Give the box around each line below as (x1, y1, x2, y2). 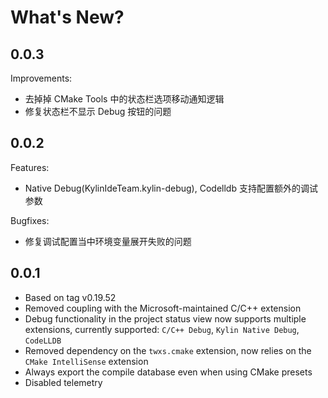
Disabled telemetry (24, 376, 103, 388)
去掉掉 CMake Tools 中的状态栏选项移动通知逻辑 (24, 93, 225, 105)
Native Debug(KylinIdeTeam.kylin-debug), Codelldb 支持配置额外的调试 (24, 182, 318, 194)
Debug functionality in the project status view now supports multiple (24, 312, 307, 325)
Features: (10, 161, 50, 173)
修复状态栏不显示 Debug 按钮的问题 (24, 106, 172, 117)
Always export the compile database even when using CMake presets (24, 366, 313, 378)
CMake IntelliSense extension (24, 355, 149, 367)
